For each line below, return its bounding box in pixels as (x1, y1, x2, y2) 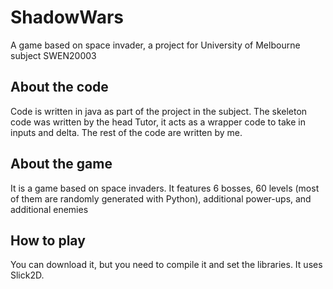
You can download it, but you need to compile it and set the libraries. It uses (10, 259, 323, 271)
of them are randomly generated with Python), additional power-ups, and (10, 192, 312, 205)
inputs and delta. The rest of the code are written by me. (10, 126, 243, 138)
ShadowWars (10, 6, 125, 29)
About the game (10, 156, 113, 173)
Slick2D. (10, 269, 45, 281)
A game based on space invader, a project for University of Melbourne (10, 39, 301, 51)
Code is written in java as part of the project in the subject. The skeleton (10, 105, 308, 117)
